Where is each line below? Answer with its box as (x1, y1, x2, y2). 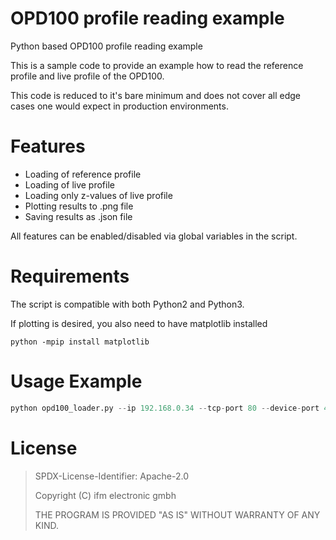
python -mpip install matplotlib (10, 337, 150, 347)
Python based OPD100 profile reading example (10, 40, 203, 52)
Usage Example (10, 370, 143, 392)
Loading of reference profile (24, 168, 142, 180)
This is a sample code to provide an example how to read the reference (10, 59, 304, 71)
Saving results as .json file (24, 210, 133, 222)
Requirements (10, 265, 130, 288)
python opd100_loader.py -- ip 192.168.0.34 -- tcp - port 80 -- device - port (10, 403, 320, 413)
